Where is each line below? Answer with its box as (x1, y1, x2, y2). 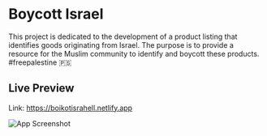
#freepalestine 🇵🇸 (8, 57, 72, 67)
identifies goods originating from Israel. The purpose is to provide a (8, 40, 234, 49)
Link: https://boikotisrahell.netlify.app (8, 103, 132, 113)
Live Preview (8, 82, 75, 96)
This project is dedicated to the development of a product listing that (8, 32, 238, 41)
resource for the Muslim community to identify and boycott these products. (8, 49, 260, 58)
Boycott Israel (8, 5, 104, 23)
